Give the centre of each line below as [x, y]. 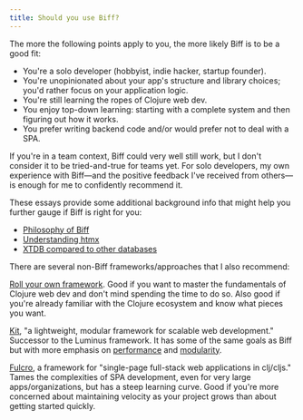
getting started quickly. [53, 405]
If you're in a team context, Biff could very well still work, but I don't [136, 156]
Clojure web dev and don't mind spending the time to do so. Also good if [145, 293]
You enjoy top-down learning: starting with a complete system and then [156, 109]
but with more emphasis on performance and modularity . [116, 349]
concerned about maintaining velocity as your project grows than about [143, 396]
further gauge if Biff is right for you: [76, 212]
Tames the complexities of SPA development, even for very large [130, 376]
